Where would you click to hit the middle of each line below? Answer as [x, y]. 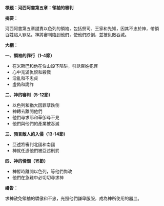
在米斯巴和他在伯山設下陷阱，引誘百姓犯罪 [55, 66]
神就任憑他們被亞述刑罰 [36, 151]
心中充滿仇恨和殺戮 [31, 72]
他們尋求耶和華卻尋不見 [36, 117]
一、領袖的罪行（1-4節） [30, 55]
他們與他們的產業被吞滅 [36, 124]
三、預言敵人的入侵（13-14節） [37, 134]
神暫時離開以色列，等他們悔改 [42, 171]
